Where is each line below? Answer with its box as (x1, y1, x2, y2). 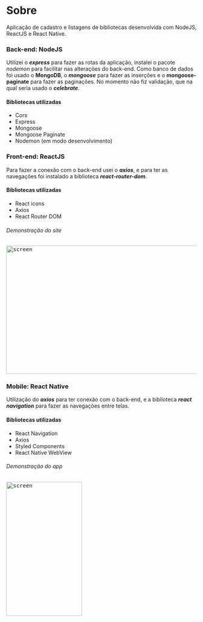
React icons (14, 200, 45, 207)
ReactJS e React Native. (6, 30, 66, 37)
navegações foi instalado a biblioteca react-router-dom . (6, 173, 147, 180)
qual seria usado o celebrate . (6, 85, 80, 92)
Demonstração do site (6, 226, 62, 234)
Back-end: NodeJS (6, 45, 63, 53)
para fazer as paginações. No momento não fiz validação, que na (30, 78, 193, 85)
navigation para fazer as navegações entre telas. (6, 402, 130, 409)
